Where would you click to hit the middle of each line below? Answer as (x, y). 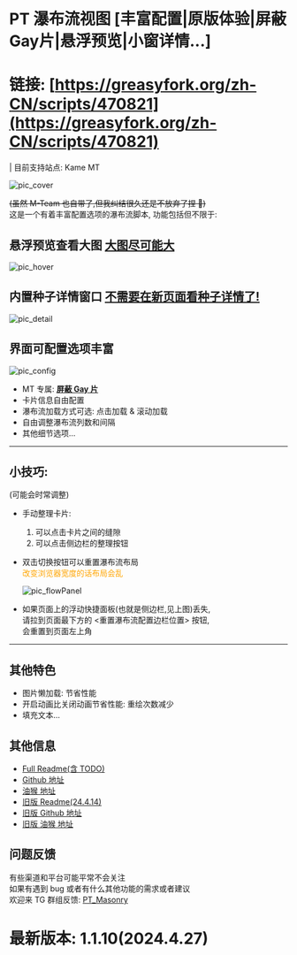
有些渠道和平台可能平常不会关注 (67, 877)
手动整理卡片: (46, 514)
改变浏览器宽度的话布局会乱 (72, 573)
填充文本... (41, 715)
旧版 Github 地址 (52, 813)
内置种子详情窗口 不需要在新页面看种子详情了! (135, 297)
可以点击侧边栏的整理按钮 (82, 543)
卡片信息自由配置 (53, 400)
